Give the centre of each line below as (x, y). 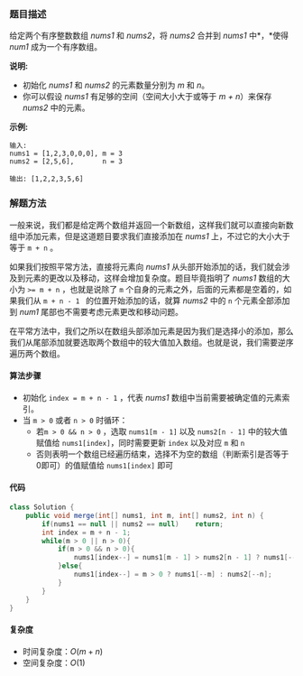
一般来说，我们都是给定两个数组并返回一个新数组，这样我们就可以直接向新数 (151, 225)
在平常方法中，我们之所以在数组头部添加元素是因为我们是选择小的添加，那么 (151, 330)
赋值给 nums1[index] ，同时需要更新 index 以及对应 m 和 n (140, 442)
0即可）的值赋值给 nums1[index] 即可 (105, 465)
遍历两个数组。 (37, 353)
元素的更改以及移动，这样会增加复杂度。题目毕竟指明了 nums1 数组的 (153, 278)
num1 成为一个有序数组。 (55, 47)
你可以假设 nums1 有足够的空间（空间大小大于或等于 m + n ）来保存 (147, 97)
